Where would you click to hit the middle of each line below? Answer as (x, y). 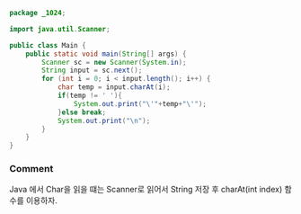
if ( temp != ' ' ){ (90, 95)
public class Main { (48, 45)
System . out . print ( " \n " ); (104, 120)
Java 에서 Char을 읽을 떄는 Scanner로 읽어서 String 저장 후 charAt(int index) (146, 190)
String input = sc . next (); (92, 71)
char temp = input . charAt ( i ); (114, 87)
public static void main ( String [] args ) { (106, 54)
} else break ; (81, 112)
